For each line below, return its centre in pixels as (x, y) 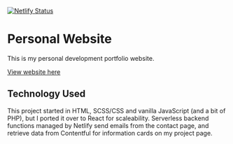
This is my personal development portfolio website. (81, 58)
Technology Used (47, 94)
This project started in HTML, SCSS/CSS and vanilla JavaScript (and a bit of (116, 110)
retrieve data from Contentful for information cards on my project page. (110, 133)
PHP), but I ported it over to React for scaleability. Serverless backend (108, 118)
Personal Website (59, 39)
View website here (34, 72)
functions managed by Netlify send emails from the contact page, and (108, 125)
